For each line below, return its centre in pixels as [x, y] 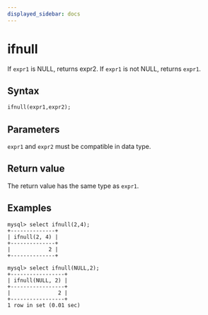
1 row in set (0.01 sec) [44, 305]
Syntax [23, 90]
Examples [29, 208]
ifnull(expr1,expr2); [39, 107]
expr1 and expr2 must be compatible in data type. [79, 147]
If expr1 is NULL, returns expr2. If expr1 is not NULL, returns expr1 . [104, 69]
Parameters [34, 129]
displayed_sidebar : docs [44, 14]
